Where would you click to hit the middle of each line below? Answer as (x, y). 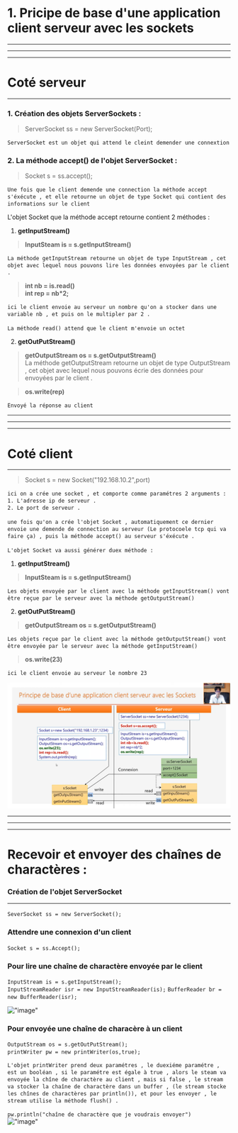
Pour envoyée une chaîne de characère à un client (95, 1028)
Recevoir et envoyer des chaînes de (114, 855)
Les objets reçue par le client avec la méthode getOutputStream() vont (117, 640)
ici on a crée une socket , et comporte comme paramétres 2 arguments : (117, 494)
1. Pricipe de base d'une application (114, 13)
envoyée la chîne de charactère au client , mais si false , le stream (115, 1080)
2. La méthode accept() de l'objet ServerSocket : (92, 161)
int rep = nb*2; (47, 294)
